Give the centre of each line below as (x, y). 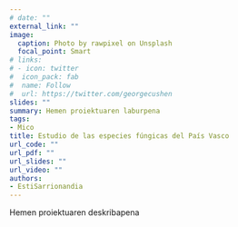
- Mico (22, 128)
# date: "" (30, 18)
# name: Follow (40, 85)
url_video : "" (36, 170)
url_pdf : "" (32, 153)
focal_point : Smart (55, 52)
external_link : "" (44, 26)
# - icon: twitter (44, 69)
